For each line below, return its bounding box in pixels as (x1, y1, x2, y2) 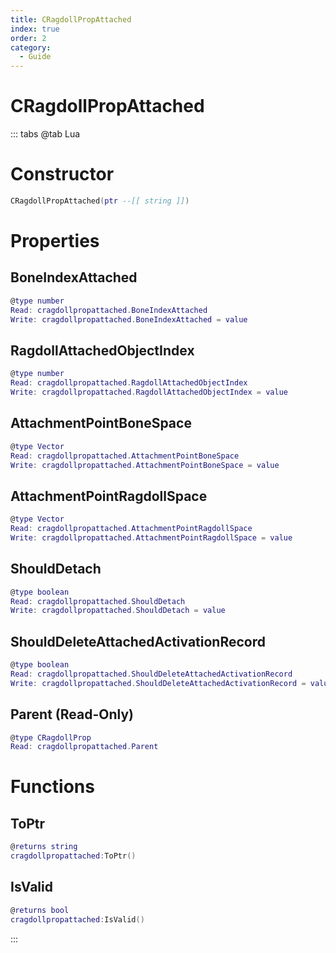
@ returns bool (10, 905, 70, 915)
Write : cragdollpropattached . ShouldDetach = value (10, 606, 226, 616)
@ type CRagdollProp (10, 732, 92, 743)
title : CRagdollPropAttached (10, 14, 132, 25)
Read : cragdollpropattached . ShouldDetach (10, 596, 186, 606)
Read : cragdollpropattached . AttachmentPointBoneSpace (10, 451, 240, 461)
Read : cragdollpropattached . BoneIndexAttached (10, 305, 208, 315)
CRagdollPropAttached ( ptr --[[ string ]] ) (10, 196, 190, 206)
